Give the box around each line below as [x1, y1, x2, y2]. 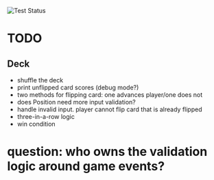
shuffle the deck [16, 76, 64, 84]
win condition [16, 120, 56, 128]
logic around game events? [7, 159, 165, 175]
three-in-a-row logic [16, 113, 75, 120]
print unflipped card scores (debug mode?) [16, 83, 139, 91]
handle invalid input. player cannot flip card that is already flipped [16, 105, 202, 113]
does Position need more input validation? [16, 98, 136, 106]
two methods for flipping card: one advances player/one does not [16, 91, 203, 99]
